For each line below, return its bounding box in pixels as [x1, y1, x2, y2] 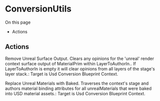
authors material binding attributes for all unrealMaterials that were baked [5, 86, 152, 91]
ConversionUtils [5, 3, 72, 14]
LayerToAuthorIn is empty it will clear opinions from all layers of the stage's [5, 66, 155, 72]
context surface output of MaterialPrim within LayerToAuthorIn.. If [5, 60, 136, 66]
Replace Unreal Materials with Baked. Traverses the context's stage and [5, 80, 149, 86]
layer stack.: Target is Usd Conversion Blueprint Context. [5, 71, 118, 77]
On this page [5, 19, 31, 25]
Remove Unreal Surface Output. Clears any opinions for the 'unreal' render [5, 56, 154, 61]
